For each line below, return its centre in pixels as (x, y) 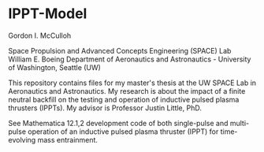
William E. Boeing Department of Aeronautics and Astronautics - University (130, 59)
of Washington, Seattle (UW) (54, 67)
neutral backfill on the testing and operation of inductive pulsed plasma (124, 99)
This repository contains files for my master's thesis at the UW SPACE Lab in (132, 83)
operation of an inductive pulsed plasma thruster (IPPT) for (123, 132)
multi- (240, 123)
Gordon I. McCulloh (40, 35)
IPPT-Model (48, 14)
